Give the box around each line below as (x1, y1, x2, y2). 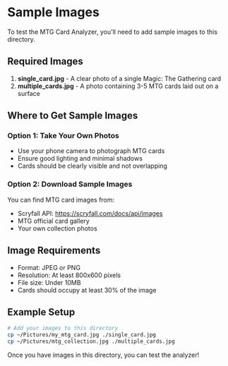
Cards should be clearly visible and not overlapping (17, 161, 167, 170)
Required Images (7, 56, 83, 68)
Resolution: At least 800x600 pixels (17, 271, 121, 279)
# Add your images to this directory (7, 325, 119, 332)
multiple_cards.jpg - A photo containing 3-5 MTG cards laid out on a (17, 82, 219, 90)
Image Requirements (7, 245, 101, 257)
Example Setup (7, 306, 76, 318)
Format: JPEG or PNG (17, 263, 81, 272)
